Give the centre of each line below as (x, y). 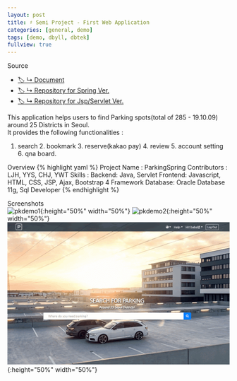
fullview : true (30, 45)
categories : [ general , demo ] (50, 30)
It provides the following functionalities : (65, 133)
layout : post (26, 15)
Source (18, 66)
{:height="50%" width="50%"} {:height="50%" (126, 211)
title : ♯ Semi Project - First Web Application (79, 22)
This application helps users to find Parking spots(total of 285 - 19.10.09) (113, 117)
